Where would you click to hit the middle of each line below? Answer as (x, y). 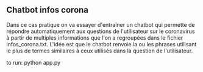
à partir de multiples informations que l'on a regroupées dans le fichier (95, 38)
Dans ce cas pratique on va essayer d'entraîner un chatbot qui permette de (101, 24)
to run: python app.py (34, 62)
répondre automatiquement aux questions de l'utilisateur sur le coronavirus (101, 31)
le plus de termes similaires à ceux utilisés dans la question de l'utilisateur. (100, 51)
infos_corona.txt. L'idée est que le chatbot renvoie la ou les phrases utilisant (101, 44)
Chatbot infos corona (48, 10)
